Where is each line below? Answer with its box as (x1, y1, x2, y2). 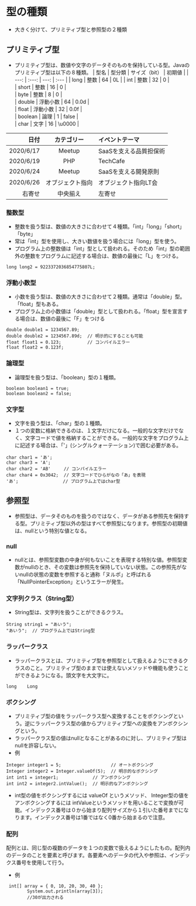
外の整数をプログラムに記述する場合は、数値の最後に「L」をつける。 (14, 252, 182, 260)
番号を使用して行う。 (16, 859, 67, 866)
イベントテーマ (98, 136, 140, 144)
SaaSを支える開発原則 (98, 167, 160, 176)
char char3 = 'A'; (6, 459, 51, 466)
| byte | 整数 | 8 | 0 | (14, 90, 63, 97)
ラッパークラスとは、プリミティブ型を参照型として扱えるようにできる (14, 657, 183, 664)
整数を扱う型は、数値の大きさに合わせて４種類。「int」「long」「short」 (14, 223, 185, 230)
